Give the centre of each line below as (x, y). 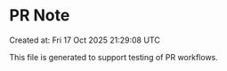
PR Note (40, 16)
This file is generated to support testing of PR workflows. (113, 57)
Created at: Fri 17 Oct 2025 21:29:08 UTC (85, 40)
